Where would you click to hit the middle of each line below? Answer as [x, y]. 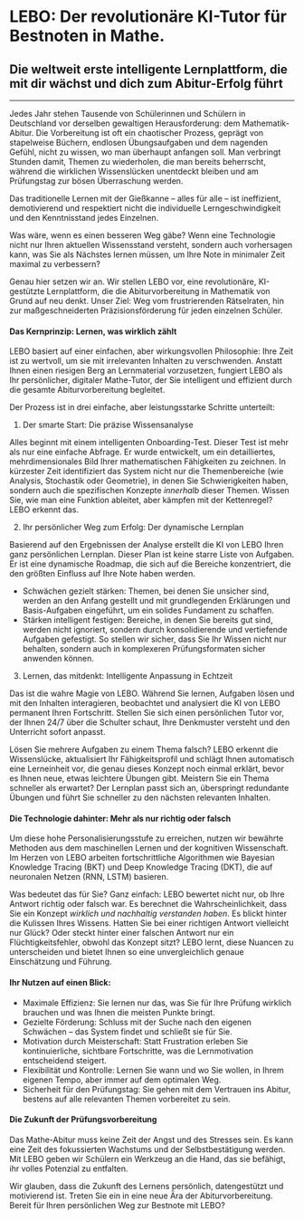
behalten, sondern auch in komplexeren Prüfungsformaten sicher [144, 649]
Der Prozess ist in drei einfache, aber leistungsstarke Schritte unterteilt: [142, 407]
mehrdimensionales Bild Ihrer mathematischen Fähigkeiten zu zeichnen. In [148, 462]
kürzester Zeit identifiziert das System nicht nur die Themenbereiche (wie [147, 472]
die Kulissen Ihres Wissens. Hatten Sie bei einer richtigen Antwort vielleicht [149, 923]
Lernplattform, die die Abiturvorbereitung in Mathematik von [158, 291]
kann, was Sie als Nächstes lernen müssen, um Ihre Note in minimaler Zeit [147, 254]
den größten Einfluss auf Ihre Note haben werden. [103, 574]
